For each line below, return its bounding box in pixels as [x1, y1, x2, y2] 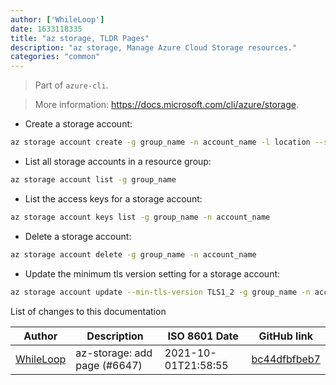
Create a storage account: [24, 118, 133, 130]
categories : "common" [10, 52, 101, 62]
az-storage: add [75, 346, 153, 360]
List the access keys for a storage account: [24, 192, 203, 205]
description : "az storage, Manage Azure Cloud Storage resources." [10, 42, 298, 53]
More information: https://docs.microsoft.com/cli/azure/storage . [34, 99, 299, 111]
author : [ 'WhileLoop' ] [10, 14, 105, 25]
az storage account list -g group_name [10, 175, 177, 185]
